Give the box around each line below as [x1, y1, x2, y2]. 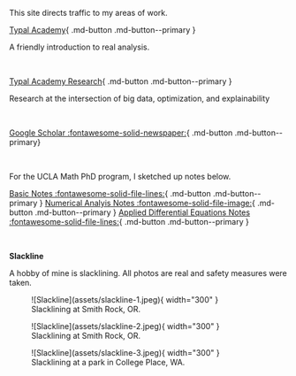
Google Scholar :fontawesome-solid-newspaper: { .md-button [9, 127, 233, 138]
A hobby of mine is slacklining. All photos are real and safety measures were [9, 268, 287, 278]
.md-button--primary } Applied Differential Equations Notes [34, 207, 250, 218]
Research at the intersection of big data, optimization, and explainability [9, 93, 270, 104]
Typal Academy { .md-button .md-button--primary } [9, 25, 196, 35]
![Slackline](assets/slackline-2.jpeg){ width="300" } [31, 321, 220, 331]
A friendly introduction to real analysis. [9, 42, 150, 52]
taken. [9, 278, 33, 288]
